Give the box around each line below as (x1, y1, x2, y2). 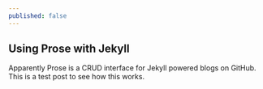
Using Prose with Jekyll (8, 42, 130, 56)
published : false (8, 11, 67, 20)
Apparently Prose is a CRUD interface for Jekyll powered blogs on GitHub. (8, 63, 257, 73)
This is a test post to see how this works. (8, 72, 144, 82)
